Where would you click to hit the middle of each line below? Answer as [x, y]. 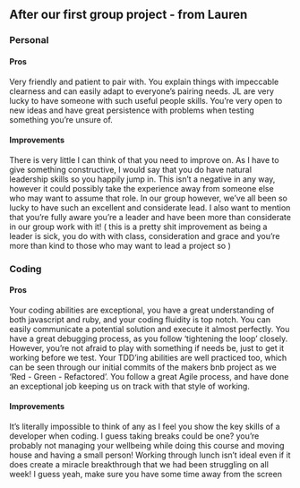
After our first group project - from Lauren [129, 15]
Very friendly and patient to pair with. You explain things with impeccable [144, 81]
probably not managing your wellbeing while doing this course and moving [147, 446]
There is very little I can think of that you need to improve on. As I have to [144, 159]
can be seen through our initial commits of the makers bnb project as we [143, 367]
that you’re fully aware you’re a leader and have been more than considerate [150, 217]
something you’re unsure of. [61, 119]
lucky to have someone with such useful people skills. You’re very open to [146, 100]
